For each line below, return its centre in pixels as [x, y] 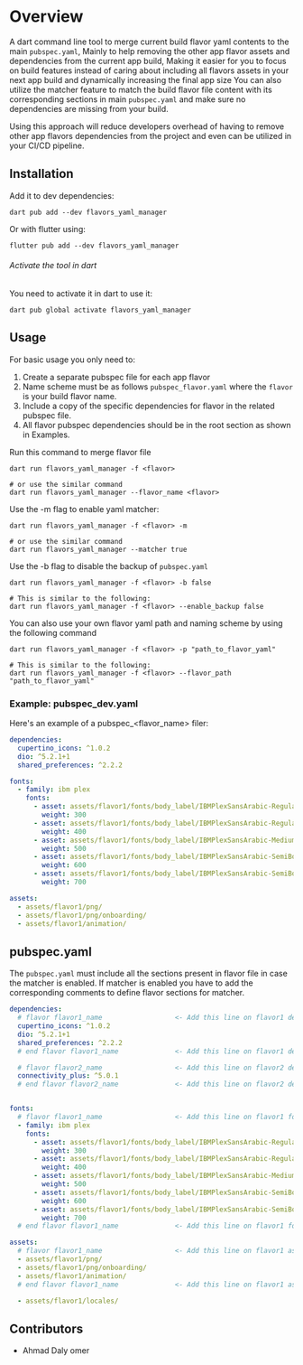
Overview [46, 17]
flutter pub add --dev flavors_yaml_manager [94, 246]
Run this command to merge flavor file [80, 452]
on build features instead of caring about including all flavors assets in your [149, 70]
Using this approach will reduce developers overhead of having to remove [147, 126]
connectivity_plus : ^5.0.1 [68, 1076]
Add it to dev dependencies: [62, 195]
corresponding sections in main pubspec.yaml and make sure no [128, 99]
